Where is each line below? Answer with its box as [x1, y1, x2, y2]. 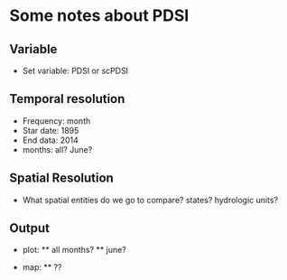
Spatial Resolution [9, 171, 115, 186]
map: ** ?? [22, 262, 62, 273]
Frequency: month [22, 115, 91, 126]
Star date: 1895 [22, 125, 79, 135]
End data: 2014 [22, 135, 79, 145]
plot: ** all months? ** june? [22, 245, 126, 256]
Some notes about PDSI [9, 5, 190, 26]
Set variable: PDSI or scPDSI [22, 65, 129, 76]
